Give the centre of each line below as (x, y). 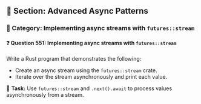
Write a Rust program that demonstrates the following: (74, 58)
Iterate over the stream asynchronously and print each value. (91, 76)
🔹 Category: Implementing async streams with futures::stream (100, 28)
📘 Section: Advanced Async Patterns (77, 11)
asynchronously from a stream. (45, 94)
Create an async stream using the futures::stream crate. (86, 70)
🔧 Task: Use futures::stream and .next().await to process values (89, 88)
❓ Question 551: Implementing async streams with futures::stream (91, 43)
